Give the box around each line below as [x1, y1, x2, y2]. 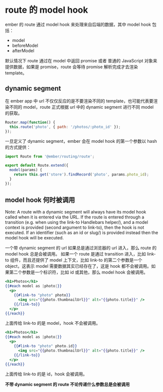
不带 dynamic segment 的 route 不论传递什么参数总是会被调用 [5, 381, 130, 388]
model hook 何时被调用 [5, 196, 75, 204]
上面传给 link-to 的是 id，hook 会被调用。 [5, 371, 88, 377]
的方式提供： [5, 144, 31, 150]
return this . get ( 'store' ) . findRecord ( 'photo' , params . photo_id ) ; [14, 172, 149, 177]
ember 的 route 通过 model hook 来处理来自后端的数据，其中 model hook [5, 21, 151, 27]
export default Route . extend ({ [5, 163, 69, 168]
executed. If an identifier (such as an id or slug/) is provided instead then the [5, 230, 158, 235]
